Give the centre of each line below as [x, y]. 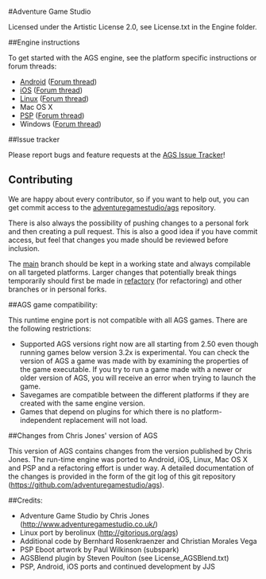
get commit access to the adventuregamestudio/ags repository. [112, 207]
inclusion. [24, 248]
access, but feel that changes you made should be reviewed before [118, 240]
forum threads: [33, 66]
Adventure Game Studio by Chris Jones [84, 515]
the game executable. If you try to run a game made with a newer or [131, 369]
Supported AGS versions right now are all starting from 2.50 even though [139, 344]
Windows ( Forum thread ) [60, 124]
